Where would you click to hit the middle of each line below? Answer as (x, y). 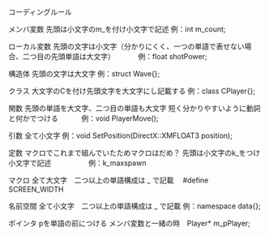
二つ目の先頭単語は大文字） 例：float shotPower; (115, 56)
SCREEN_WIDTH (36, 189)
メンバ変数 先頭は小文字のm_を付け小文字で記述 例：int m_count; (117, 29)
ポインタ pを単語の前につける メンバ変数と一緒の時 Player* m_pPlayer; (130, 223)
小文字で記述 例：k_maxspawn (77, 163)
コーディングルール (41, 12)
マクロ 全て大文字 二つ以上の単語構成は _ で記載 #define (109, 180)
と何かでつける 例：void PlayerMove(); (84, 118)
